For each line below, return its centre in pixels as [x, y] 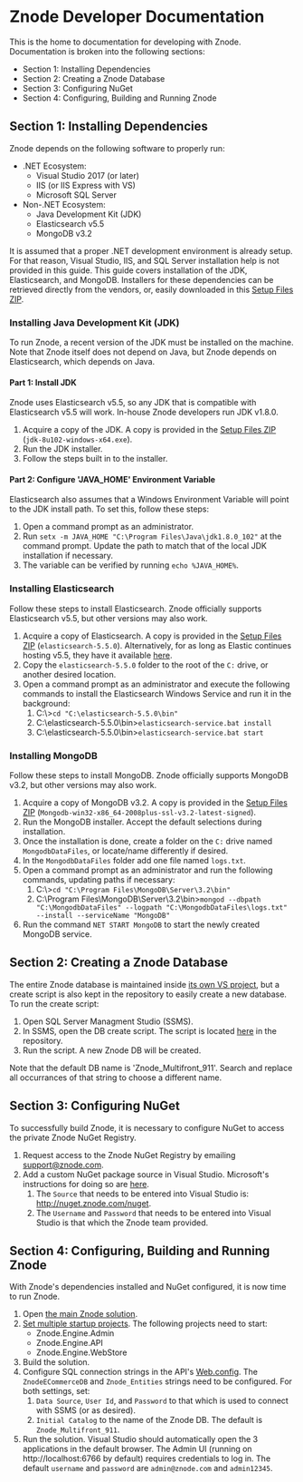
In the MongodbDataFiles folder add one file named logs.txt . [134, 861]
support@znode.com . [63, 1165]
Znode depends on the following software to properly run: [117, 148]
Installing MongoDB [53, 756]
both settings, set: [56, 1391]
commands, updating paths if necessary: [99, 880]
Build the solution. [56, 1362]
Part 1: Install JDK [43, 382]
